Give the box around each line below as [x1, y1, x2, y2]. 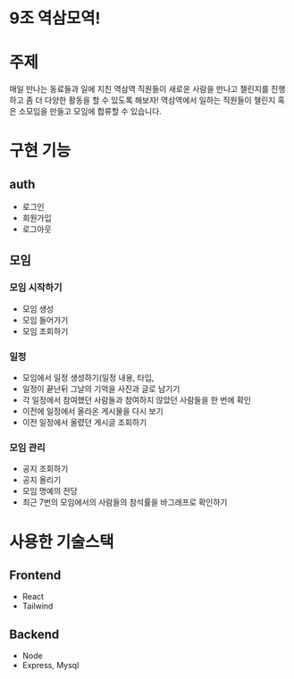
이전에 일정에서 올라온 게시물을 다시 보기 [21, 406, 164, 416]
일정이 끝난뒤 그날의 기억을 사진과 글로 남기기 [21, 383, 181, 394]
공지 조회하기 [21, 464, 69, 474]
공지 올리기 [21, 474, 62, 485]
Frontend [9, 567, 62, 583]
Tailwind [21, 600, 54, 612]
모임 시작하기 [9, 281, 63, 294]
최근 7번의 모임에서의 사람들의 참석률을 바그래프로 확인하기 [21, 497, 228, 507]
